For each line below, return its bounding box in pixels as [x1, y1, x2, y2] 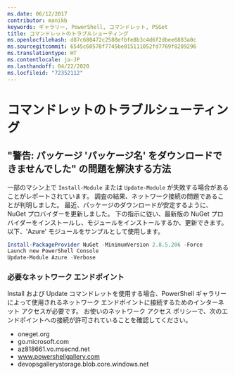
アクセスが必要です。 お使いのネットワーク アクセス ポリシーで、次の [20, 307, 222, 316]
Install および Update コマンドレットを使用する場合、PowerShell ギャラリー [7, 290, 227, 298]
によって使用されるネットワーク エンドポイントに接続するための [7, 298, 193, 307]
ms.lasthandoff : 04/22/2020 [7, 63, 90, 70]
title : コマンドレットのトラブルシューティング [7, 30, 129, 37]
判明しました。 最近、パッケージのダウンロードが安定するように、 [19, 200, 212, 209]
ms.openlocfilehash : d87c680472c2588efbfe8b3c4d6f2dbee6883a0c [7, 37, 197, 44]
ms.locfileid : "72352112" [7, 69, 83, 76]
